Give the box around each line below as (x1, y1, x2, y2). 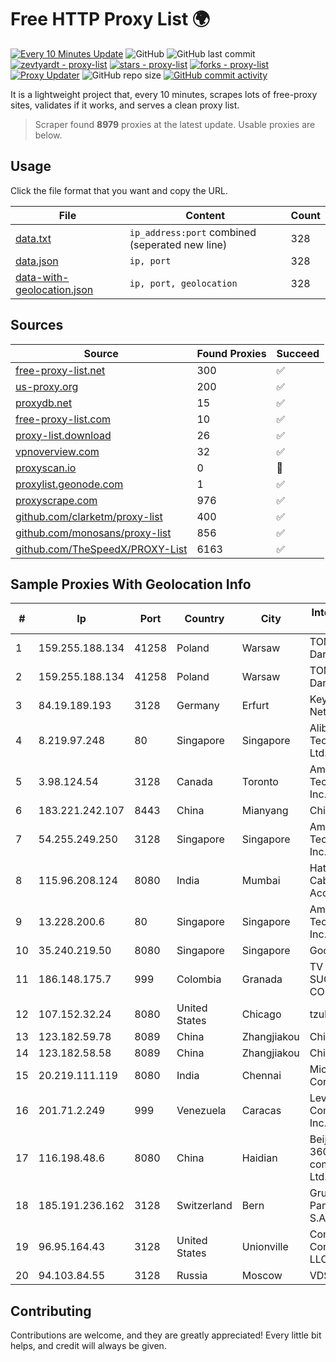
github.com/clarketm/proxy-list (15, 509, 163, 523)
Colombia (176, 972, 222, 986)
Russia (176, 1269, 208, 1283)
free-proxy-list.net (15, 363, 106, 377)
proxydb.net (15, 396, 73, 410)
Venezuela (176, 1104, 227, 1118)
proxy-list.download (15, 428, 112, 442)
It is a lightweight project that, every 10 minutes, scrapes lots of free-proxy (10, 88, 318, 100)
